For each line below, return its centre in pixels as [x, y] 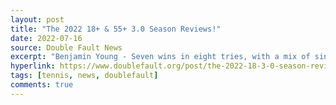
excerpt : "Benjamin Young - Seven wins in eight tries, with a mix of [160, 57]
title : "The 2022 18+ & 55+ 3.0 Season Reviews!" [116, 29]
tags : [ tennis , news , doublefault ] [84, 76]
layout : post [37, 19]
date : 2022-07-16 [46, 38]
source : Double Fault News [66, 47]
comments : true [42, 85]
